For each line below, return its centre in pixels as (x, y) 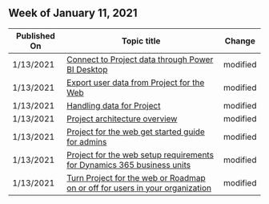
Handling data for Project (114, 105)
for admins (87, 141)
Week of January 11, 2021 (73, 13)
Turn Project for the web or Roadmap (136, 177)
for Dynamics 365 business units (128, 165)
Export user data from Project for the (136, 82)
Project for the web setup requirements (141, 154)
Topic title (141, 41)
